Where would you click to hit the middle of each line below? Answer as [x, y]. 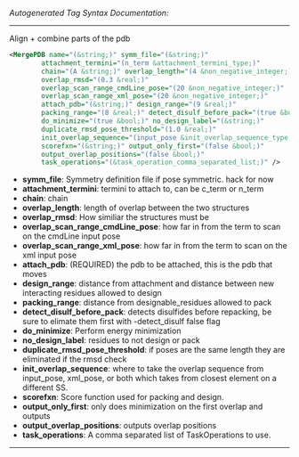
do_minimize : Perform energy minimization [101, 331]
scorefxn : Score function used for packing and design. [123, 397]
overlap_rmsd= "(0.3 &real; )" [95, 79]
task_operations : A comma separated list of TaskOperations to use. [146, 435]
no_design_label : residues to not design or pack [111, 340]
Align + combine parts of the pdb [70, 38]
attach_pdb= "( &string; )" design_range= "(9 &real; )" [139, 105]
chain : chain [45, 199]
